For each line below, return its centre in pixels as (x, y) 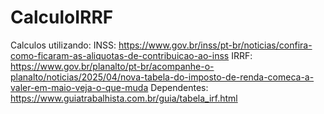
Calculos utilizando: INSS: (63, 45)
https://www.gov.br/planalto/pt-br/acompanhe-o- (112, 66)
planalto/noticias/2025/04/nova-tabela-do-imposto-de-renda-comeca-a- (162, 77)
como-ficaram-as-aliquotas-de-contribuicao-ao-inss (120, 55)
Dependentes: (179, 87)
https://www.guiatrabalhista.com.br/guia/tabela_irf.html (124, 98)
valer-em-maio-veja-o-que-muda (79, 87)
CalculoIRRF (62, 17)
